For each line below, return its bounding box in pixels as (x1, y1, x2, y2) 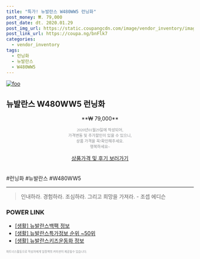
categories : (6, 36, 36, 42)
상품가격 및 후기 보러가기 (71, 155, 129, 162)
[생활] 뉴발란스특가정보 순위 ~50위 (14, 230, 96, 237)
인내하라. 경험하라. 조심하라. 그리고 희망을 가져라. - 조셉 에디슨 (20, 193, 166, 200)
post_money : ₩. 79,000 (6, 14, 62, 20)
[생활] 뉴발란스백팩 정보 (14, 222, 70, 229)
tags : (6, 48, 20, 53)
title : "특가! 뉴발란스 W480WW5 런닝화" (6, 8, 96, 15)
